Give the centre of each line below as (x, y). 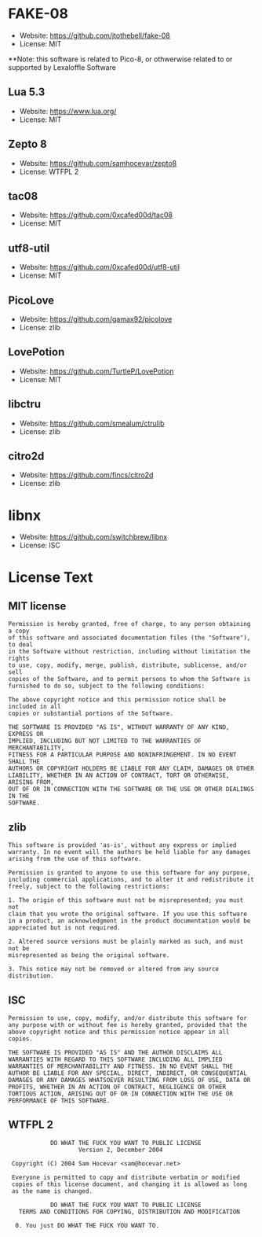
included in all (35, 707)
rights (19, 659)
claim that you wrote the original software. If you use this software (127, 914)
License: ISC (40, 545)
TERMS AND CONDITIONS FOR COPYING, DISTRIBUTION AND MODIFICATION (129, 1212)
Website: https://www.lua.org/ (68, 111)
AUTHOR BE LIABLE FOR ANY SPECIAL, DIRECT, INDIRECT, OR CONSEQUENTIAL (127, 1073)
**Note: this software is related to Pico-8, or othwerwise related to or (120, 59)
